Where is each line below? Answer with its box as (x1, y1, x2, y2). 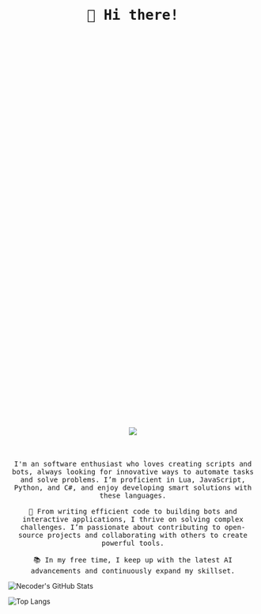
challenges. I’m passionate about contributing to (20, 523, 221, 532)
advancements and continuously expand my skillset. (30, 566, 236, 576)
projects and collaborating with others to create (47, 531, 248, 540)
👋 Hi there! (86, 6, 180, 24)
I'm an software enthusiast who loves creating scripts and (13, 460, 252, 469)
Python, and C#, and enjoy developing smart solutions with (13, 483, 252, 493)
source (18, 531, 43, 540)
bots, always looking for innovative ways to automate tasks (11, 467, 255, 477)
